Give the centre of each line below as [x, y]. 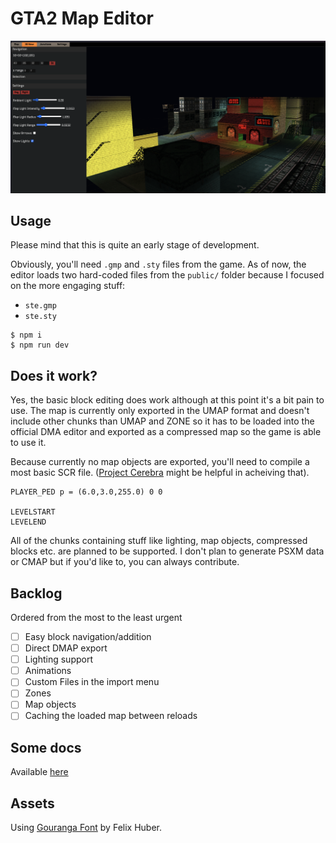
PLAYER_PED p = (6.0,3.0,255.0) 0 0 [86, 492]
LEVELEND [28, 522]
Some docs [46, 747]
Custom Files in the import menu [92, 682]
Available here [39, 772]
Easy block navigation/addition [88, 636]
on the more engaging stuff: [68, 286]
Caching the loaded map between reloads [111, 716]
